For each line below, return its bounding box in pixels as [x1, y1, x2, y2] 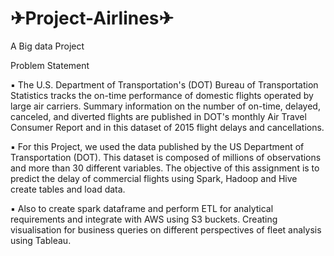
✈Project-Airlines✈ [10, 7, 175, 30]
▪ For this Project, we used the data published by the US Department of [10, 140, 305, 152]
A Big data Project [10, 40, 85, 52]
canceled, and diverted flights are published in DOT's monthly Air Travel [10, 110, 307, 122]
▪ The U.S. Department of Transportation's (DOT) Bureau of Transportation [10, 78, 319, 91]
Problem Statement [10, 59, 90, 71]
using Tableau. [10, 234, 72, 246]
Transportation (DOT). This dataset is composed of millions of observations [10, 151, 322, 163]
